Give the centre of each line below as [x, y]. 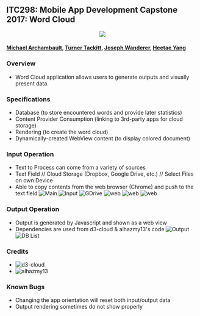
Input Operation [30, 154]
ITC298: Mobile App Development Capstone [92, 10]
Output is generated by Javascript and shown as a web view [91, 223]
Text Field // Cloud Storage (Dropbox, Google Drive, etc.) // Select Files [104, 174]
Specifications [28, 99]
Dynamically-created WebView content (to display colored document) [103, 138]
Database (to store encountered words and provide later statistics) [98, 113]
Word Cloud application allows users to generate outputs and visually [102, 77]
